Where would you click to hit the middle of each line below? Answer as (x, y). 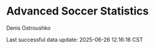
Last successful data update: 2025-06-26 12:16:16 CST (75, 39)
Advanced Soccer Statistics (77, 11)
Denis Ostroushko (29, 28)
